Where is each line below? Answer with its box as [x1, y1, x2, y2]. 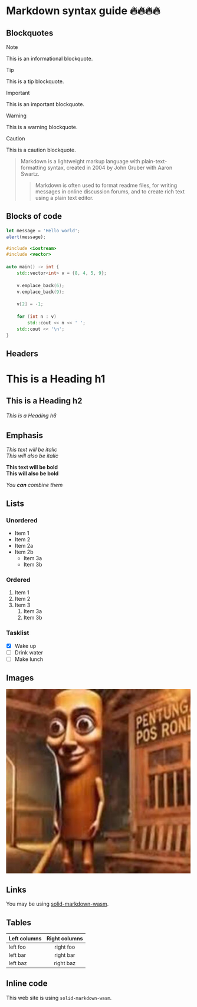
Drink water [14, 649, 43, 656]
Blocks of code [6, 211, 62, 222]
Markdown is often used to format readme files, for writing [35, 182, 178, 189]
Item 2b [14, 548, 34, 555]
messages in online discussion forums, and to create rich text [35, 188, 185, 195]
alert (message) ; [6, 234, 46, 240]
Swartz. [20, 170, 40, 177]
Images [6, 673, 34, 683]
